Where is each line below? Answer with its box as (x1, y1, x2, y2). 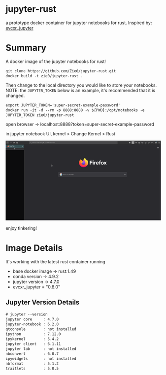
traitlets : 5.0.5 (5, 366, 59, 371)
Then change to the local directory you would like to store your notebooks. (5, 82, 157, 88)
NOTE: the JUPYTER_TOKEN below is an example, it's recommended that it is (5, 87, 156, 93)
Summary (5, 42, 46, 54)
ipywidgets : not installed (5, 356, 77, 361)
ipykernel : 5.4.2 (5, 336, 59, 342)
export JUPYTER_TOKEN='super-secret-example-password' (5, 102, 121, 108)
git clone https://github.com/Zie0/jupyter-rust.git (5, 68, 116, 73)
